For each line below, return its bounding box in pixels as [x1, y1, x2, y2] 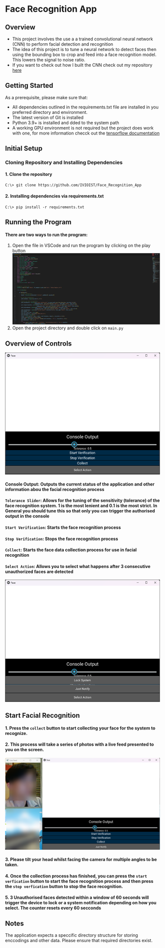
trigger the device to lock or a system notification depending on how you [5, 900, 157, 906]
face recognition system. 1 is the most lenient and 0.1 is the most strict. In [5, 503, 158, 509]
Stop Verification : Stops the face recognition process [5, 536, 118, 542]
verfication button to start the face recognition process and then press [5, 878, 154, 884]
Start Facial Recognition [5, 711, 80, 720]
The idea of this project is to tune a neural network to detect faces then [12, 47, 157, 52]
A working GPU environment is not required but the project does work [12, 125, 154, 131]
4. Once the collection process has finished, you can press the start [5, 873, 147, 879]
